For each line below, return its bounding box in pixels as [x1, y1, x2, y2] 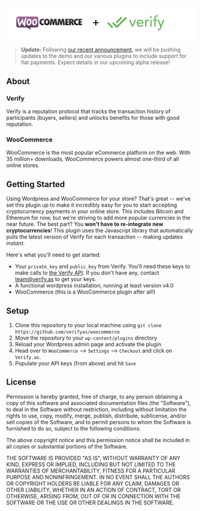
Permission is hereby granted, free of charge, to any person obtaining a [6, 393, 183, 400]
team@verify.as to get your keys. [14, 276, 97, 283]
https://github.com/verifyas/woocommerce [14, 329, 120, 335]
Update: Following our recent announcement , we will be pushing [20, 46, 181, 53]
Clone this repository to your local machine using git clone [14, 322, 162, 329]
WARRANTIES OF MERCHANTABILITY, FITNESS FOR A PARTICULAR [6, 467, 175, 474]
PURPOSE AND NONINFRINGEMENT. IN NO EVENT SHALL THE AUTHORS [6, 473, 190, 480]
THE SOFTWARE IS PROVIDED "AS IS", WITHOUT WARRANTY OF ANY [6, 454, 181, 461]
